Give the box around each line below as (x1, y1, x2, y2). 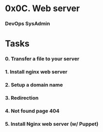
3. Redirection (5, 94, 39, 101)
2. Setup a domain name (5, 82, 63, 88)
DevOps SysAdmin (5, 20, 50, 27)
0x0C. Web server (5, 3, 80, 14)
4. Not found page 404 (5, 107, 59, 114)
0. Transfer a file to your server (5, 55, 80, 62)
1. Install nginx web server (5, 68, 68, 75)
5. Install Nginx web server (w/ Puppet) (5, 120, 99, 127)
